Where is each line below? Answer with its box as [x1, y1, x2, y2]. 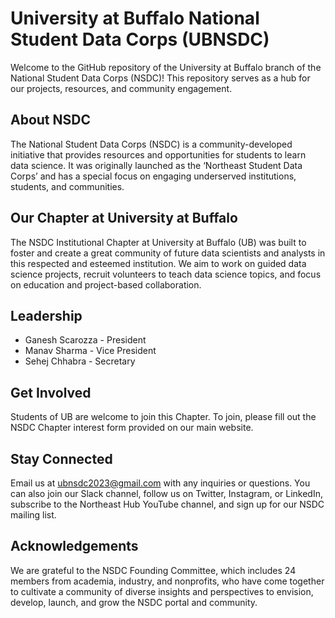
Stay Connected [10, 450, 113, 467]
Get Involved [10, 384, 92, 401]
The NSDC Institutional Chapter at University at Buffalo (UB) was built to [10, 236, 307, 248]
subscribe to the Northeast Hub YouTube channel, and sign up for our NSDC [10, 498, 325, 510]
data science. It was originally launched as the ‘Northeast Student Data [10, 159, 303, 171]
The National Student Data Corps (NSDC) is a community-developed [10, 138, 293, 150]
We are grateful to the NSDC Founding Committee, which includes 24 [10, 564, 297, 576]
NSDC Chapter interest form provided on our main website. [10, 422, 254, 434]
